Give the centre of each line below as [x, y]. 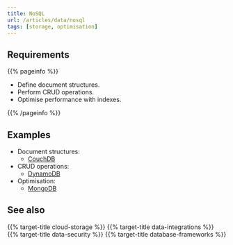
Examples [29, 135]
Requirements [38, 54]
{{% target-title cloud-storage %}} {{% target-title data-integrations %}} [111, 227]
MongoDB [42, 188]
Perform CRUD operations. [56, 92]
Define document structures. [58, 85]
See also [26, 210]
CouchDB [41, 159]
